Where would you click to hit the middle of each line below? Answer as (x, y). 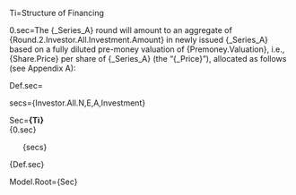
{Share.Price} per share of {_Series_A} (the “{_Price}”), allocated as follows (148, 59)
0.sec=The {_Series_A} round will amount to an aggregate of (121, 30)
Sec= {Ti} (27, 120)
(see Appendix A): (43, 68)
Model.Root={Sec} (44, 182)
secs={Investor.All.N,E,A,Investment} (78, 103)
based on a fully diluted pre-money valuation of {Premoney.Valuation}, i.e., (147, 49)
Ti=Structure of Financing (57, 13)
